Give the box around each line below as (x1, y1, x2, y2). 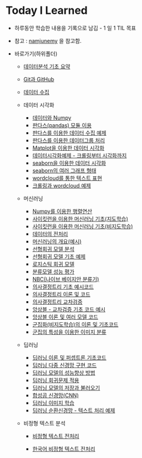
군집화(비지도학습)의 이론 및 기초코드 (32, 320, 119, 328)
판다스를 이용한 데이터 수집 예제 (32, 129, 106, 136)
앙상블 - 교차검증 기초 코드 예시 (32, 305, 106, 313)
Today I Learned (5, 4, 88, 17)
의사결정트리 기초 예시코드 (32, 283, 94, 290)
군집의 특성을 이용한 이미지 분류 (32, 328, 106, 336)
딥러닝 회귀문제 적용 (32, 377, 79, 384)
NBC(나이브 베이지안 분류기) (32, 275, 100, 282)
